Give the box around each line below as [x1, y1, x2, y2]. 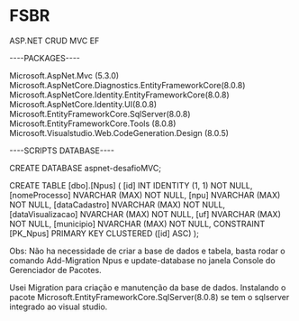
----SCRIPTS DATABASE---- [9, 145, 115, 156]
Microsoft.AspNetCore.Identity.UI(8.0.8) [9, 98, 158, 109]
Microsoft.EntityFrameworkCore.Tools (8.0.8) [9, 118, 177, 129]
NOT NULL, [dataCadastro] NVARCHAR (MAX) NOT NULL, [9, 199, 226, 210]
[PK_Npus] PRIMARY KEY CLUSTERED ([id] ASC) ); [9, 227, 200, 239]
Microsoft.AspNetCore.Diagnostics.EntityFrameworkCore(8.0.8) [9, 79, 246, 90]
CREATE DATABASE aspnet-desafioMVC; [9, 162, 162, 173]
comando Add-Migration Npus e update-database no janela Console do [9, 254, 276, 266]
